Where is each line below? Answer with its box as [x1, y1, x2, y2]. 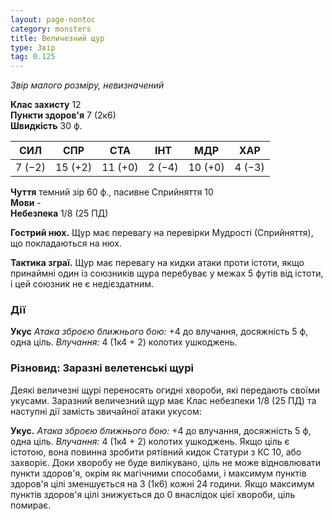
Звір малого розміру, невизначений [10, 79, 165, 91]
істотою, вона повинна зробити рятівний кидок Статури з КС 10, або [10, 446, 302, 458]
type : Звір [10, 42, 56, 53]
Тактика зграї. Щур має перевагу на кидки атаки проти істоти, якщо [10, 257, 305, 269]
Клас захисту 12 [10, 99, 82, 111]
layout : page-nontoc [10, 14, 97, 25]
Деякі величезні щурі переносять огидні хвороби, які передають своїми [10, 384, 321, 396]
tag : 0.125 [10, 52, 56, 62]
